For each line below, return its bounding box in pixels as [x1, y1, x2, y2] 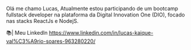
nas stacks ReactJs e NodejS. [6, 18, 79, 24]
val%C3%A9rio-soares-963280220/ [6, 38, 96, 45]
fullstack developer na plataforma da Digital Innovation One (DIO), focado [6, 11, 185, 18]
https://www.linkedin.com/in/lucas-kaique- [48, 29, 154, 36]
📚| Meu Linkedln [6, 29, 48, 36]
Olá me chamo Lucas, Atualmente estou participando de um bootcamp [6, 5, 179, 12]
